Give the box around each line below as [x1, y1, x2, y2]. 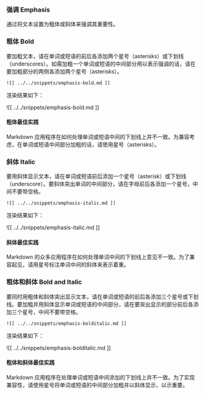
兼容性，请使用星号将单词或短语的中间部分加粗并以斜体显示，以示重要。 [6, 381, 188, 388]
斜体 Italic [6, 157, 35, 166]
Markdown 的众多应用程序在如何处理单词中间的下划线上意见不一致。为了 [6, 253, 190, 261]
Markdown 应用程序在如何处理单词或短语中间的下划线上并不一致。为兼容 [6, 133, 190, 140]
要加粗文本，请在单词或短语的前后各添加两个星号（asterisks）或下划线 [6, 52, 184, 59]
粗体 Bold [6, 37, 35, 46]
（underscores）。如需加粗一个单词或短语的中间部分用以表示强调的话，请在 [6, 60, 196, 67]
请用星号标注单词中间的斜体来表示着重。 [27, 261, 129, 269]
